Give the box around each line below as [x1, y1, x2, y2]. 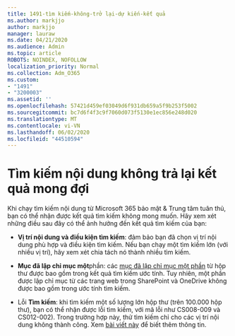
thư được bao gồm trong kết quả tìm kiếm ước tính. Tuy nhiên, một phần [17, 270, 227, 278]
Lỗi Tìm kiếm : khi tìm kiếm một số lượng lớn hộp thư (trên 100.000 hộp [17, 298, 222, 306]
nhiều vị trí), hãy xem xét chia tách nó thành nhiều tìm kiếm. [17, 248, 191, 257]
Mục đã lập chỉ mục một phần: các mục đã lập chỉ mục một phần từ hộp [17, 262, 227, 270]
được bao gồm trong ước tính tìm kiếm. [17, 284, 131, 293]
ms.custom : [7, 76, 40, 83]
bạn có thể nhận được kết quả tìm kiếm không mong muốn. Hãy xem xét [7, 212, 217, 220]
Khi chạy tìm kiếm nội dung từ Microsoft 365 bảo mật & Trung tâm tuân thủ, [7, 204, 227, 213]
